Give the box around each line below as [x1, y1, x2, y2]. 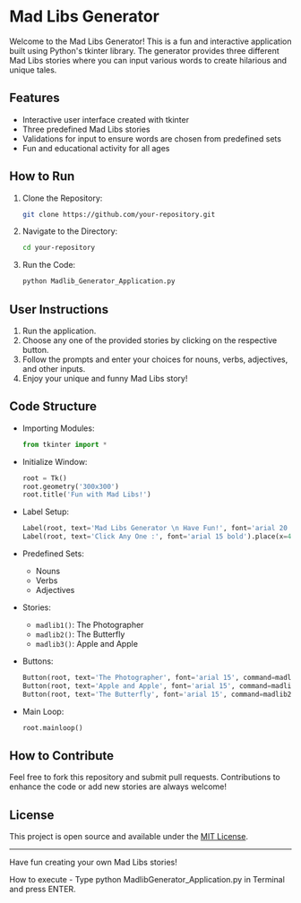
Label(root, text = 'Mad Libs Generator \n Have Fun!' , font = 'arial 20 [21, 524, 288, 533]
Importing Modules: [21, 423, 95, 434]
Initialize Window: [21, 456, 88, 467]
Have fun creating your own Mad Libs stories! [9, 857, 177, 868]
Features [9, 90, 60, 106]
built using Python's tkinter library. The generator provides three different [9, 45, 279, 56]
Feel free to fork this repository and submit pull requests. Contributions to [9, 772, 280, 783]
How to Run [9, 168, 75, 185]
